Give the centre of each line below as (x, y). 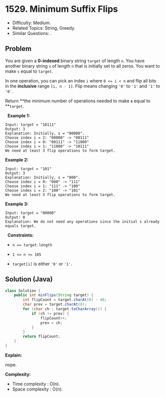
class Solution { (23, 291)
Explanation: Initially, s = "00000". (45, 133)
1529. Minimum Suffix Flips (62, 9)
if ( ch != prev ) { (50, 314)
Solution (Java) (29, 279)
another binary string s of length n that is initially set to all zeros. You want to (82, 66)
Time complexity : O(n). (36, 384)
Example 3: (17, 204)
